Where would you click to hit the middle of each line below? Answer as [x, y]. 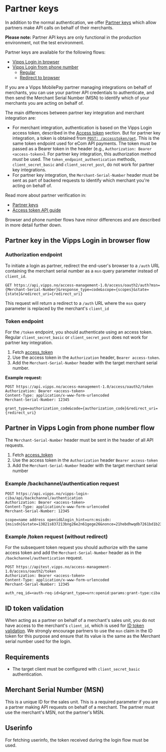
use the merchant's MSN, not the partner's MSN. [55, 712]
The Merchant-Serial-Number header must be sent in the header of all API [80, 440]
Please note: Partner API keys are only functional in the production [73, 37]
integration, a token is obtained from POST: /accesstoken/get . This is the [86, 138]
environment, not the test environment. [45, 42]
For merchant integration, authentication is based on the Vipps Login [82, 128]
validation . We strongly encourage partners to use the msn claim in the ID [79, 631]
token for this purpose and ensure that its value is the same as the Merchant [83, 636]
